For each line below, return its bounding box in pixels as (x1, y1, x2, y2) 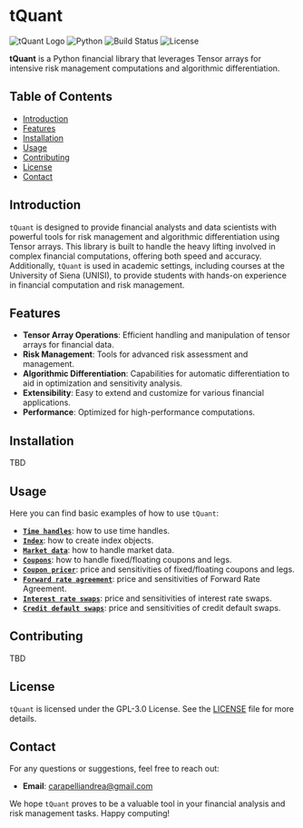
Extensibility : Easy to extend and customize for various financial (22, 388, 265, 399)
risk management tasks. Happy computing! (9, 808, 171, 819)
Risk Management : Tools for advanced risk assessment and (22, 349, 249, 360)
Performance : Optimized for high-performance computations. (22, 407, 256, 418)
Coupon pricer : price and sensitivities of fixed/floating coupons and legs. (22, 564, 295, 575)
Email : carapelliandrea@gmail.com (22, 781, 153, 792)
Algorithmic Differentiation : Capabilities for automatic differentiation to (22, 369, 290, 379)
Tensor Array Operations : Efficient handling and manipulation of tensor (22, 330, 290, 340)
